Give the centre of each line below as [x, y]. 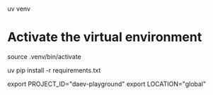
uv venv [19, 9]
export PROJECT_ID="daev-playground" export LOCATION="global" [107, 84]
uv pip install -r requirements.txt [54, 70]
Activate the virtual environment [105, 37]
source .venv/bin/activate [44, 56]
